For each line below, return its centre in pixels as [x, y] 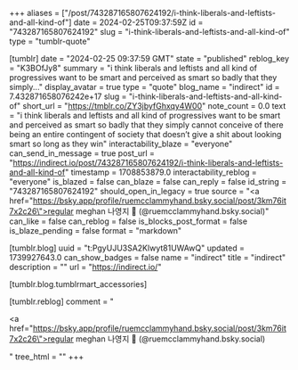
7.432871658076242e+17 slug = [68, 96]
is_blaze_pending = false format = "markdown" [96, 230]
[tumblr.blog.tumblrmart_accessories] [78, 284]
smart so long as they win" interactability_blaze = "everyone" [121, 144]
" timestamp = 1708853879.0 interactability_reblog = [161, 172]
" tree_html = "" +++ [47, 357]
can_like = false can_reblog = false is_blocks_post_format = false [128, 221]
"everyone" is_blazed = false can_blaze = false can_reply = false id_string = [148, 181]
